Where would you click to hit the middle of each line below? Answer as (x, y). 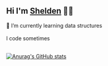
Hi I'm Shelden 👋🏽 (40, 11)
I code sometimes (28, 38)
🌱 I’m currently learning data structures (54, 25)
